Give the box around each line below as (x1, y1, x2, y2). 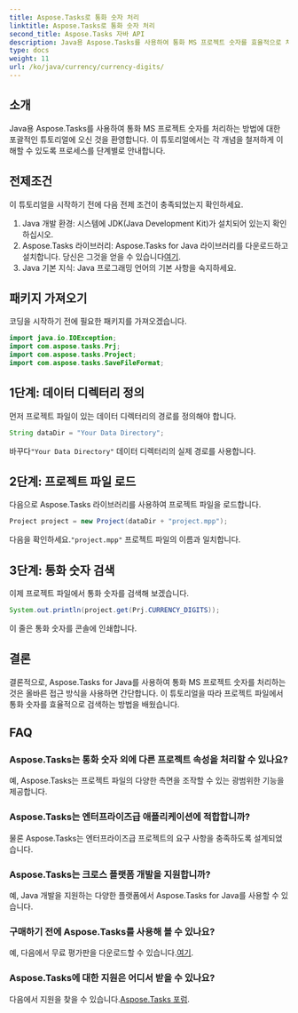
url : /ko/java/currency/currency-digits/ (9, 63, 165, 72)
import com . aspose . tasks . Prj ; (9, 342, 122, 351)
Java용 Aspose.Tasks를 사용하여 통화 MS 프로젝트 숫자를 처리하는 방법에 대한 (9, 123, 281, 133)
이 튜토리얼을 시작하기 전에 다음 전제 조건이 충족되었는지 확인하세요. (9, 199, 244, 210)
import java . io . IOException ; (9, 334, 117, 343)
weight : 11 (9, 54, 50, 63)
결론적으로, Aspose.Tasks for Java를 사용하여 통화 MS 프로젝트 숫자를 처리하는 (9, 676, 286, 687)
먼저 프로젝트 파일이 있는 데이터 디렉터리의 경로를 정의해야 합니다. (9, 411, 237, 421)
